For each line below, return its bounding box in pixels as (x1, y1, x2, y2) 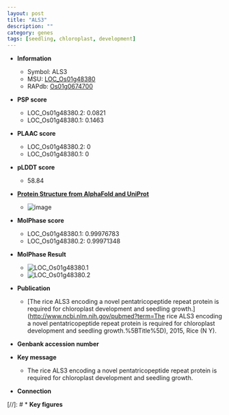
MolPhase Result (16, 250, 66, 259)
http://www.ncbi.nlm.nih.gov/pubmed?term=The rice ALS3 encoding (29, 312, 222, 320)
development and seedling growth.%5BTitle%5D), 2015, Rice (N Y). (27, 327, 217, 335)
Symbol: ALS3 (27, 68, 68, 76)
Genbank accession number (16, 340, 99, 348)
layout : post (7, 10, 44, 17)
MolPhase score (16, 217, 64, 225)
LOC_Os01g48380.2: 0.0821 (27, 109, 106, 117)
